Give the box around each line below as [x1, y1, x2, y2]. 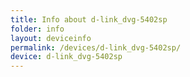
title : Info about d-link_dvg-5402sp [10, 14, 168, 25]
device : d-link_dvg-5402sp [10, 52, 123, 62]
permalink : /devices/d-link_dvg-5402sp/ [10, 42, 182, 53]
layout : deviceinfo [10, 33, 92, 43]
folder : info [10, 24, 65, 34]
